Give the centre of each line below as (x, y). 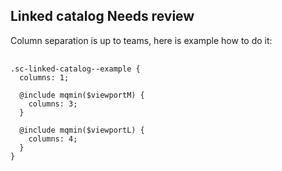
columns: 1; (44, 77)
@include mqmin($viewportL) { (82, 130)
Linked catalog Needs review (102, 16)
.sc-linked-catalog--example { (75, 69)
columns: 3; (53, 104)
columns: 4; (53, 139)
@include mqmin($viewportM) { (82, 95)
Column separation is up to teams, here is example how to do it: (141, 40)
